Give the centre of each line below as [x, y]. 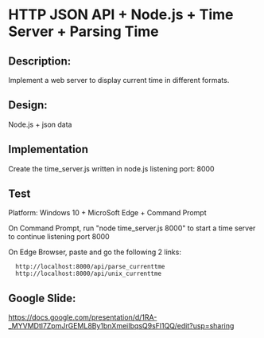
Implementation [49, 149]
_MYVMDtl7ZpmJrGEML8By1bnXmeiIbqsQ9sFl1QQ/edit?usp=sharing [121, 326]
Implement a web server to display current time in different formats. [119, 80]
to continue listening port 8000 [59, 237]
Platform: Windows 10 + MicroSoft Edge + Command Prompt [107, 213]
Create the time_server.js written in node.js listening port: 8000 [111, 168]
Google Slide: [42, 298]
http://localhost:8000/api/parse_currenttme [90, 267]
